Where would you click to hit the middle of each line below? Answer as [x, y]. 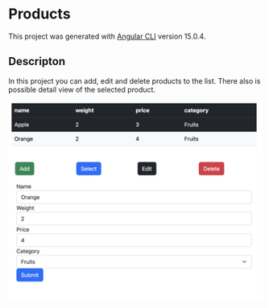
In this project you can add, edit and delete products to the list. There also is [134, 80]
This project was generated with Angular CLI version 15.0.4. [107, 36]
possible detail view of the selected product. [82, 89]
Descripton [37, 62]
